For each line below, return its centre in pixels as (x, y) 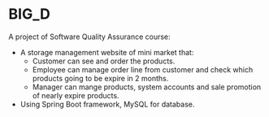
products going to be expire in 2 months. (100, 78)
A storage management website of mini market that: (107, 52)
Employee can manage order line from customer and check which (143, 69)
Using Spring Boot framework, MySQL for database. (107, 104)
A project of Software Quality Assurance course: (89, 37)
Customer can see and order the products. (104, 61)
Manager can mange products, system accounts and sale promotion (147, 87)
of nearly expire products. (76, 95)
